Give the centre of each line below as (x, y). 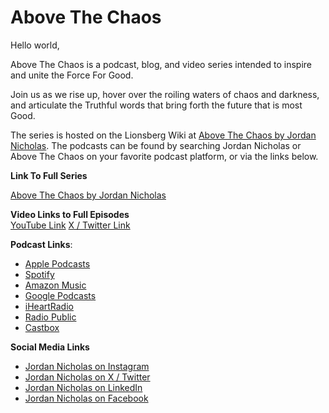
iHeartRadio (49, 306)
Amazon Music (55, 285)
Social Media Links (50, 347)
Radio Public (50, 317)
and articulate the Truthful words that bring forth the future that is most (156, 105)
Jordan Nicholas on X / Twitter (87, 377)
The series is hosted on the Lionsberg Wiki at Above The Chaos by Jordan (163, 135)
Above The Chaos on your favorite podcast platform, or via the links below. (164, 156)
